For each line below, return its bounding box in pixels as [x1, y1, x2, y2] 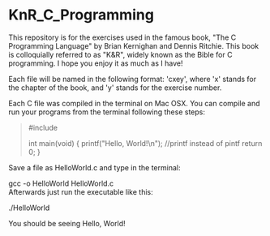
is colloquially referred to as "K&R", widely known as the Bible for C [8, 49, 233, 59]
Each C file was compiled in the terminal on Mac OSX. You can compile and [8, 98, 260, 108]
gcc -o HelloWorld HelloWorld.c [8, 178, 114, 188]
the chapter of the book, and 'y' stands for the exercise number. [8, 83, 222, 92]
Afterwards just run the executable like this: [8, 187, 154, 196]
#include [28, 122, 58, 132]
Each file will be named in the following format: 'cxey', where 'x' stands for [8, 74, 257, 84]
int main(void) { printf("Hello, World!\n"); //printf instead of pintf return [28, 138, 263, 148]
